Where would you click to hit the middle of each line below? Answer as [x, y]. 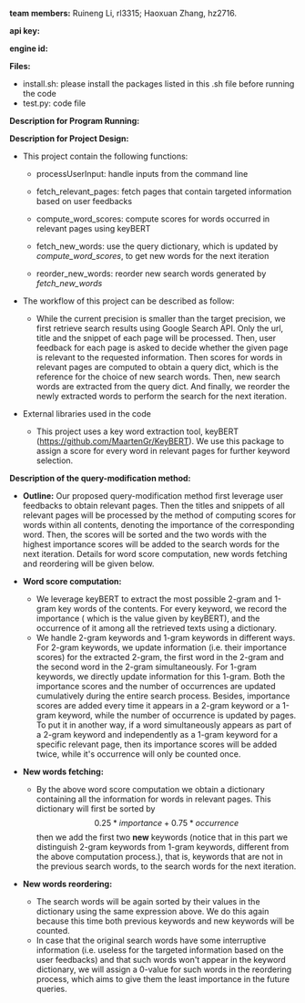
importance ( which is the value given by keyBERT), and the [148, 618]
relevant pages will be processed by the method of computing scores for [159, 515]
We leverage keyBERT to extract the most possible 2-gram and [154, 599]
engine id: [29, 48]
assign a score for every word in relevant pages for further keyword [163, 451]
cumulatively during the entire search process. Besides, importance [163, 696]
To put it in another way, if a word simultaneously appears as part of [164, 725]
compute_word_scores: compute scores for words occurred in [153, 219]
